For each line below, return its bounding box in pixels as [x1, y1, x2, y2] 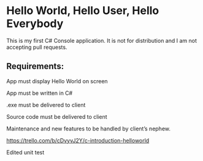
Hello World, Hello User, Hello [6, 4, 159, 18]
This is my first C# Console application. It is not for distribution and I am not [6, 37, 197, 44]
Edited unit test [6, 148, 45, 156]
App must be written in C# [6, 89, 73, 97]
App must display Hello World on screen [6, 77, 109, 84]
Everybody [6, 17, 64, 31]
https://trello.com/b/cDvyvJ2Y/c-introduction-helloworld [6, 137, 150, 144]
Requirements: [6, 61, 64, 72]
